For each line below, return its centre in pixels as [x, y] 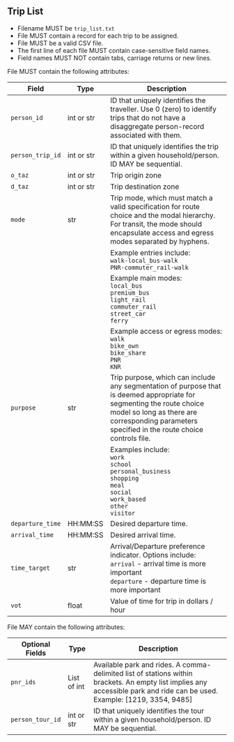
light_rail [128, 300]
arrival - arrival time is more [158, 564]
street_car [128, 314]
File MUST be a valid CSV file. [60, 43]
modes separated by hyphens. [160, 241]
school [121, 464]
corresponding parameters [154, 421]
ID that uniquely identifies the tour [148, 711]
